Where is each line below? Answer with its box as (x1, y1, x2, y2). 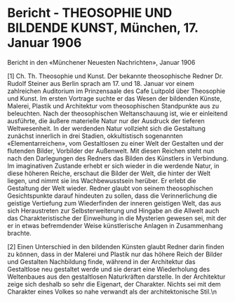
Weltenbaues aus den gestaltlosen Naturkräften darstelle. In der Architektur (7, 272, 226, 281)
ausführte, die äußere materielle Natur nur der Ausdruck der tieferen (7, 116, 205, 125)
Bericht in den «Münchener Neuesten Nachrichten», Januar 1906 (7, 58, 196, 66)
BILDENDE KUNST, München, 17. (7, 20, 199, 36)
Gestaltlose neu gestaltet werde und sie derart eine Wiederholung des (7, 265, 210, 273)
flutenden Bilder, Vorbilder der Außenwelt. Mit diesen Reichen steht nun (7, 146, 215, 155)
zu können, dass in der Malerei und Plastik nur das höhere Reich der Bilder (7, 250, 223, 258)
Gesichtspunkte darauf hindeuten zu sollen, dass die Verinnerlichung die (7, 191, 217, 200)
